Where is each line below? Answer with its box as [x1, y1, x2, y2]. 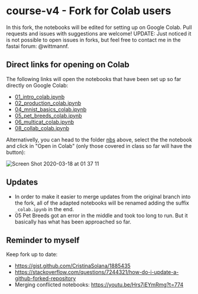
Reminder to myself [6, 235, 80, 245]
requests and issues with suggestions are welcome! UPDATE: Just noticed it [6, 30, 191, 37]
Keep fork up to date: [6, 251, 58, 258]
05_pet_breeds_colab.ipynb [14, 112, 82, 119]
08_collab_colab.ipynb [14, 124, 70, 131]
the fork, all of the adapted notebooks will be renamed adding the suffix [14, 199, 189, 206]
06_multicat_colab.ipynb [14, 118, 74, 125]
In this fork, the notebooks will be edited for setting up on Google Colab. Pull [6, 24, 192, 31]
